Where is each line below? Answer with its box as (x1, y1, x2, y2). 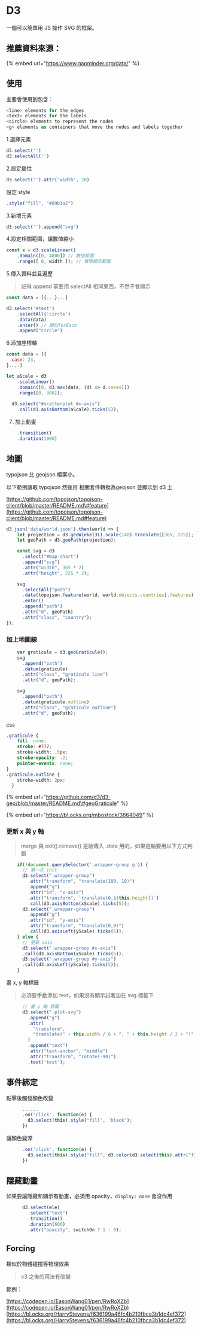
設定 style (6, 188, 31, 195)
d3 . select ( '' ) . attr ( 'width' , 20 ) (6, 177, 90, 183)
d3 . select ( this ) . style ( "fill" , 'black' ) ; (28, 1118, 133, 1123)
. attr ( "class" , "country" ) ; (22, 614, 93, 620)
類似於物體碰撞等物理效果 (6, 1260, 69, 1267)
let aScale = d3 (6, 373, 47, 379)
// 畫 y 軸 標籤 (22, 1004, 59, 1010)
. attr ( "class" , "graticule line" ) (22, 672, 109, 678)
